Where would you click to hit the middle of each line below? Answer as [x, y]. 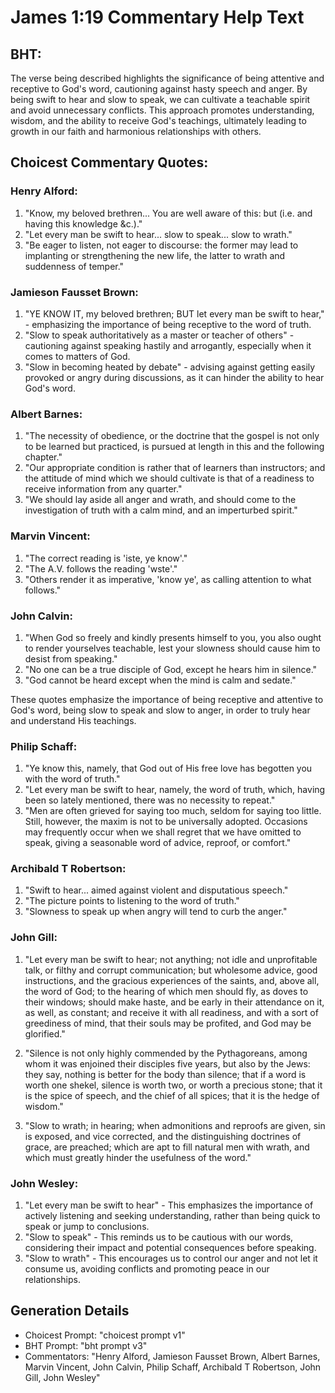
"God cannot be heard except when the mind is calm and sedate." [160, 680]
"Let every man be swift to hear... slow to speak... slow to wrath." [158, 234]
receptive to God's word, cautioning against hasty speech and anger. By [159, 89]
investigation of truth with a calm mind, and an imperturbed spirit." [161, 510]
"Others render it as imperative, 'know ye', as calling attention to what [168, 579]
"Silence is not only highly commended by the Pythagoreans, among [166, 1053]
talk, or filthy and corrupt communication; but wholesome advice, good [171, 970]
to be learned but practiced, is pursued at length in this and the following [174, 447]
